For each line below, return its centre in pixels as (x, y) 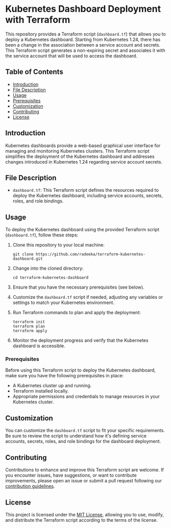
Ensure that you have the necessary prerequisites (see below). (78, 287)
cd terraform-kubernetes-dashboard (51, 278)
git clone (23, 254)
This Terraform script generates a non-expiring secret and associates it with (86, 50)
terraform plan (29, 327)
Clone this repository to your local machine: (58, 245)
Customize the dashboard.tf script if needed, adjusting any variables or (88, 297)
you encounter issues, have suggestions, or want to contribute (71, 475)
